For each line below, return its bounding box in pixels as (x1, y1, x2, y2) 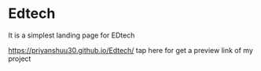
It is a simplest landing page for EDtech (8, 30, 135, 40)
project (8, 54, 31, 63)
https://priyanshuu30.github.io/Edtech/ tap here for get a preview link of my (8, 45, 254, 55)
